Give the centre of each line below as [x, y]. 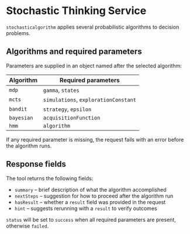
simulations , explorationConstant [89, 99]
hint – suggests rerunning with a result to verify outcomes [86, 208]
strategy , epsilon [67, 109]
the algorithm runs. [29, 146]
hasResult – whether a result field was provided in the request [90, 202]
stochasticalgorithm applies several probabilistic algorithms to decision [93, 27]
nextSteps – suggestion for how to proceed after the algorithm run [94, 196]
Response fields [36, 164]
